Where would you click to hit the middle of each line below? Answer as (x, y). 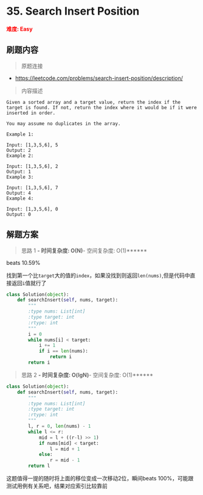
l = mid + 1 (65, 449)
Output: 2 (19, 150)
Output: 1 (19, 172)
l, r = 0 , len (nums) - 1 (60, 426)
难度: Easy (19, 29)
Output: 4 (19, 193)
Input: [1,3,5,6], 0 (33, 209)
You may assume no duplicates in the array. (64, 123)
